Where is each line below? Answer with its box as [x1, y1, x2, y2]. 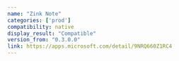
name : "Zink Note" [7, 10, 62, 18]
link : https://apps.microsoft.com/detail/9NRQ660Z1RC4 [7, 43, 173, 50]
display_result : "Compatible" [7, 29, 97, 37]
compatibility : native [7, 23, 74, 30]
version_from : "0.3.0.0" [7, 36, 81, 43]
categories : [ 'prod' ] [7, 17, 71, 24]
